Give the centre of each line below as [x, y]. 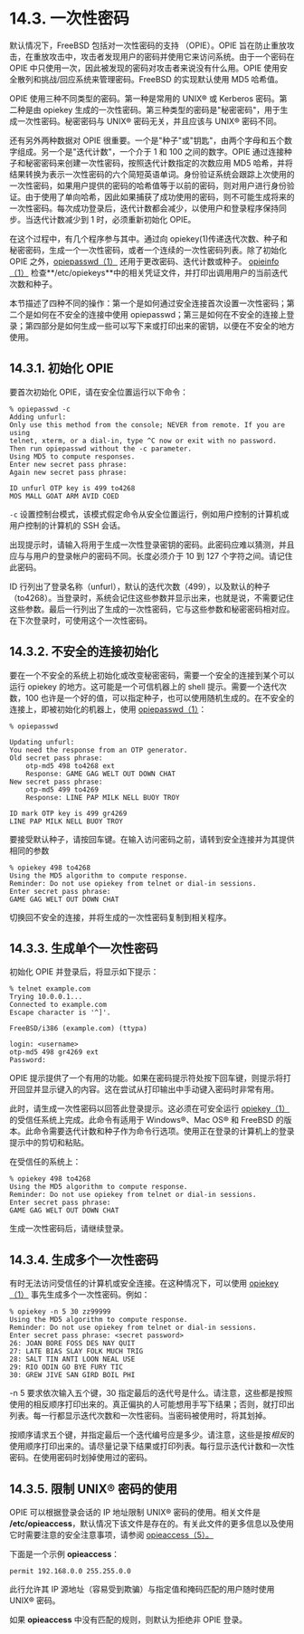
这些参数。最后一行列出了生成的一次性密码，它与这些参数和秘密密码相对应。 [152, 609]
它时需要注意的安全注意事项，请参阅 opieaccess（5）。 [112, 1535]
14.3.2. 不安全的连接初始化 [84, 652]
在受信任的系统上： [45, 1162]
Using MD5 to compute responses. [72, 456]
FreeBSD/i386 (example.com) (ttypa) [78, 1029]
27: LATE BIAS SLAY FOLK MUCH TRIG [76, 1352]
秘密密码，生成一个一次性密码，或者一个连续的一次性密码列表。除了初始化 [148, 250]
